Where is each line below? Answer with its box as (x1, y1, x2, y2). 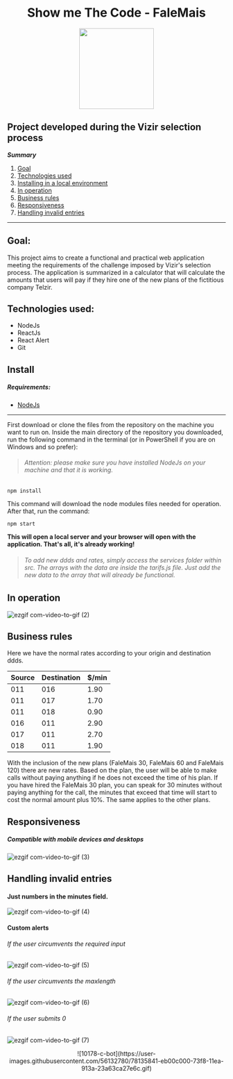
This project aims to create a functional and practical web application (7, 253, 205, 262)
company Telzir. (7, 283, 53, 291)
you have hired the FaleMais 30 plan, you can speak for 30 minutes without (7, 781, 223, 789)
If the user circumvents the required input (7, 939, 126, 948)
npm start (7, 520, 36, 527)
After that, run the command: (7, 507, 90, 515)
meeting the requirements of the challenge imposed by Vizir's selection (7, 260, 212, 269)
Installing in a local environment (17, 178, 108, 187)
